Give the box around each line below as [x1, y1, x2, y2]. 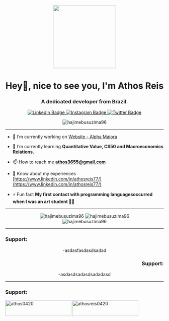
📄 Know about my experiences [12, 171, 76, 177]
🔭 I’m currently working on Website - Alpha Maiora [12, 134, 117, 140]
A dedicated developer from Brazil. [41, 98, 128, 105]
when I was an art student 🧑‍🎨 [12, 199, 75, 205]
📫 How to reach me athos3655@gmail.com [12, 159, 106, 165]
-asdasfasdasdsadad [62, 247, 107, 253]
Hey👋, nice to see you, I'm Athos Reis [5, 80, 164, 92]
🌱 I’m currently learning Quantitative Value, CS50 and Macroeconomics [12, 144, 163, 150]
